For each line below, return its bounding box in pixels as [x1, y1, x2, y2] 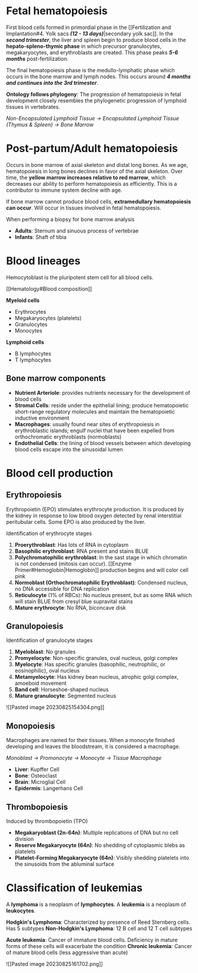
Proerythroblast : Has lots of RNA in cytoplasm [14, 541, 129, 548]
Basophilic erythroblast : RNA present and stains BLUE [14, 547, 149, 555]
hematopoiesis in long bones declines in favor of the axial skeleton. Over [6, 167, 183, 175]
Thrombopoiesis [6, 802, 68, 812]
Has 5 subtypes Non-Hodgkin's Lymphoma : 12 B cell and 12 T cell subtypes [6, 925, 193, 932]
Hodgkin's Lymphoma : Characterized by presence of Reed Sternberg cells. [6, 919, 191, 926]
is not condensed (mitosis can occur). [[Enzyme [14, 560, 132, 567]
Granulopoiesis [6, 621, 64, 632]
